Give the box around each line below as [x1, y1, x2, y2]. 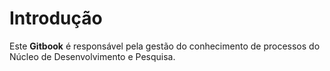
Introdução [9, 7, 103, 30]
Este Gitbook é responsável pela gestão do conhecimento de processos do [9, 40, 321, 52]
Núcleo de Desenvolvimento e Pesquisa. [9, 50, 176, 62]
